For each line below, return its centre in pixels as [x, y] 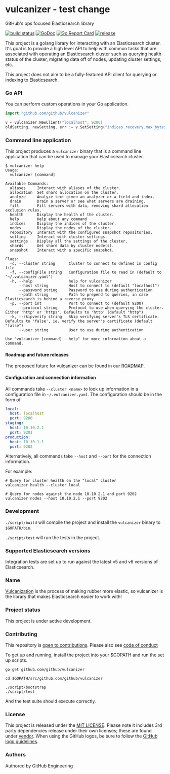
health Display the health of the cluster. [62, 215]
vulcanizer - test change [58, 9]
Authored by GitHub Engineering [39, 766]
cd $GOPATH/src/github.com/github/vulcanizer [54, 678]
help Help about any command [48, 219]
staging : [14, 423]
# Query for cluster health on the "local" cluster [61, 481]
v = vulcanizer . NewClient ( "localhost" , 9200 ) [54, 123]
